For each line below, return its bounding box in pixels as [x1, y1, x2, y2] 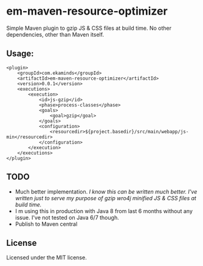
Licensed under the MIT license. [6, 254, 87, 261]
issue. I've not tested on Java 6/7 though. [15, 214, 120, 221]
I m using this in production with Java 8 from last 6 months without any [15, 207, 193, 214]
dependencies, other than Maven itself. [6, 30, 105, 38]
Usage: [6, 49, 35, 59]
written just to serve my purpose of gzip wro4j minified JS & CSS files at [15, 194, 196, 201]
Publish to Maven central [15, 220, 78, 228]
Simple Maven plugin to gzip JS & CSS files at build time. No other [6, 24, 172, 32]
